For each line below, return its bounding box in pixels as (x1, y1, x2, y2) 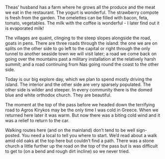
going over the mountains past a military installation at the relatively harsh (5, 56, 157, 62)
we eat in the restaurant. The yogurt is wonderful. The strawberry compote (5, 9, 159, 15)
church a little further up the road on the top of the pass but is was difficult (5, 143, 158, 149)
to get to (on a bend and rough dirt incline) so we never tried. (5, 149, 130, 154)
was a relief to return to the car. (5, 118, 70, 123)
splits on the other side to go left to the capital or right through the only (5, 46, 151, 51)
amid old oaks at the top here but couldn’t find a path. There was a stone (5, 138, 154, 144)
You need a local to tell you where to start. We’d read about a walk (21, 133, 158, 138)
